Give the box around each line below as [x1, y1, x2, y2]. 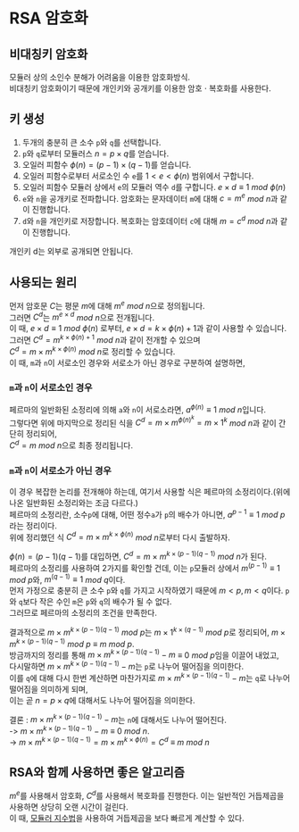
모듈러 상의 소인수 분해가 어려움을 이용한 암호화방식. [9, 72, 190, 82]
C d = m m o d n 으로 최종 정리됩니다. [9, 438, 134, 451]
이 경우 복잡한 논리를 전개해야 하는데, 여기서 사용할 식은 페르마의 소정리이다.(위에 [9, 487, 291, 497]
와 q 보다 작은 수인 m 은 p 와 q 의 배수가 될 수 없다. [9, 596, 172, 607]
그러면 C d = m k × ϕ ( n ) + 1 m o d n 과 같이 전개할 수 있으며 [9, 333, 201, 345]
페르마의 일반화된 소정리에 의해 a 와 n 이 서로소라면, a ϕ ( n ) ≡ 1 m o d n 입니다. [9, 403, 266, 415]
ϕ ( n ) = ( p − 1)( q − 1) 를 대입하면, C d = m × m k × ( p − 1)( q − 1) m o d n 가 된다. [9, 550, 268, 562]
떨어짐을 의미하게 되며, [9, 684, 88, 695]
